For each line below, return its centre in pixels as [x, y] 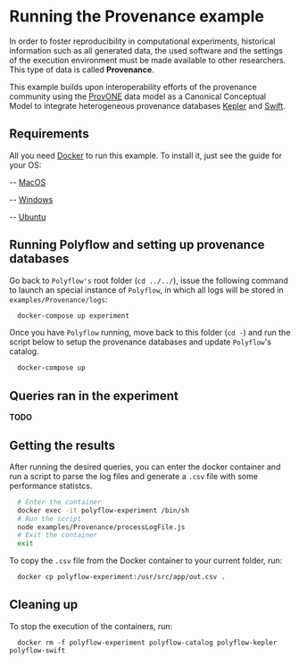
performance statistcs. [51, 486]
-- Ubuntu [28, 217]
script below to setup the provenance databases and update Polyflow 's [141, 342]
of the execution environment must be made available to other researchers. [148, 60]
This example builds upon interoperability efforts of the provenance [133, 87]
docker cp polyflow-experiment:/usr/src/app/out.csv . [121, 577]
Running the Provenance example [137, 17]
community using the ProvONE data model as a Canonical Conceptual [137, 96]
